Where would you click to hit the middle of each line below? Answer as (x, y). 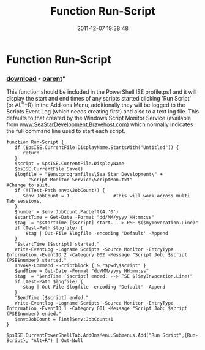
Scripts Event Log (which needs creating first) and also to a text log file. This (103, 112)
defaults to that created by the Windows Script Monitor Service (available (99, 118)
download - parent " (36, 78)
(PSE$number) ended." (34, 314)
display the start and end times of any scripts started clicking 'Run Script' (99, 99)
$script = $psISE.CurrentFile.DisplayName (69, 164)
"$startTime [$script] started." (57, 244)
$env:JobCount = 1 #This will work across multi (106, 196)
